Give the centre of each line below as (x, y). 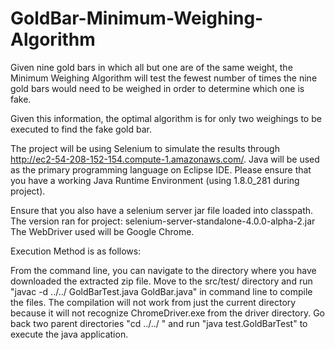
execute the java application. (69, 334)
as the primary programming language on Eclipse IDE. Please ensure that (161, 169)
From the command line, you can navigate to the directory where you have (163, 270)
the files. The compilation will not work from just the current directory (153, 302)
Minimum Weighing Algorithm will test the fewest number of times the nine (164, 78)
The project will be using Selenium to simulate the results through (145, 148)
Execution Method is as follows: (76, 251)
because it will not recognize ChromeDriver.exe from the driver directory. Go (168, 313)
